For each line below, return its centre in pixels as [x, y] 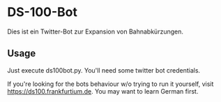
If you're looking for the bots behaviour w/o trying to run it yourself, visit [110, 84]
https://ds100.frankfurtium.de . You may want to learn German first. [103, 91]
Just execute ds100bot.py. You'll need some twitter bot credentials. [104, 70]
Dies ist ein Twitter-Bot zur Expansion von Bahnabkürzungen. [95, 31]
